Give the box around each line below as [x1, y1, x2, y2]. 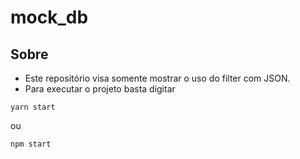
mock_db [10, 6, 89, 29]
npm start [10, 139, 52, 149]
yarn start [10, 102, 56, 112]
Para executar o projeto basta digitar [24, 83, 176, 95]
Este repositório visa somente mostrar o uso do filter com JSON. [24, 72, 291, 84]
